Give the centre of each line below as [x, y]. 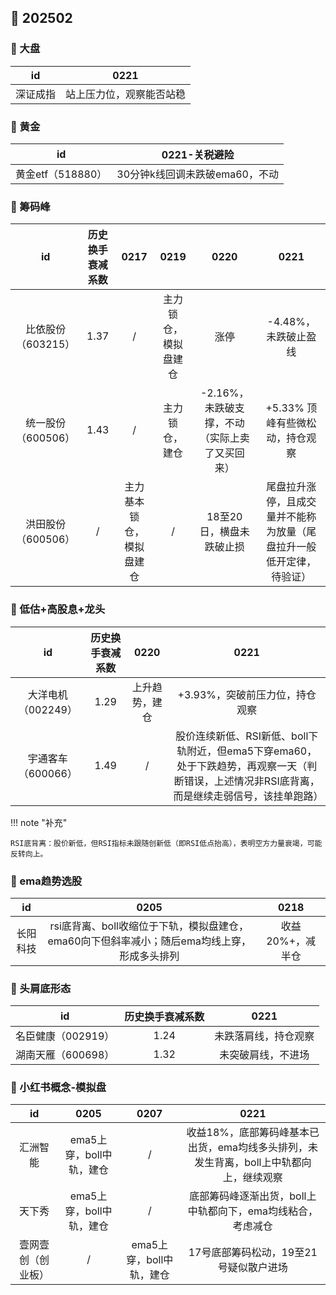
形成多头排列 [149, 956]
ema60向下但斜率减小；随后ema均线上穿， [149, 941]
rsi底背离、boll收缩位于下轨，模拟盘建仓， [149, 926]
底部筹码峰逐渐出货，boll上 [253, 1196]
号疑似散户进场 [252, 1268]
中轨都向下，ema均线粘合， [252, 1211]
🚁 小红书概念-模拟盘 [58, 1088]
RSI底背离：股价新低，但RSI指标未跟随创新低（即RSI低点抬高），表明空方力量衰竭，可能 [166, 843]
